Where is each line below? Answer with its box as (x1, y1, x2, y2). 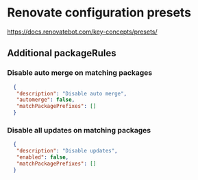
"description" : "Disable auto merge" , (16, 90, 127, 97)
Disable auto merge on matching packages (7, 68, 153, 78)
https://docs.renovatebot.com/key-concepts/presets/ (7, 27, 158, 36)
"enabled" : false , (16, 154, 69, 161)
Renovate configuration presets (7, 5, 192, 21)
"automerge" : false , (16, 96, 75, 104)
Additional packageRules (7, 47, 116, 59)
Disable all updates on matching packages (7, 125, 151, 135)
